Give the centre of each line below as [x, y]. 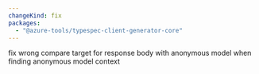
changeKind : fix [35, 16]
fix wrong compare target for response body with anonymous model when [130, 53]
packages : [25, 23]
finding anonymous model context [64, 61]
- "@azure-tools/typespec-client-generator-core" [99, 30]
